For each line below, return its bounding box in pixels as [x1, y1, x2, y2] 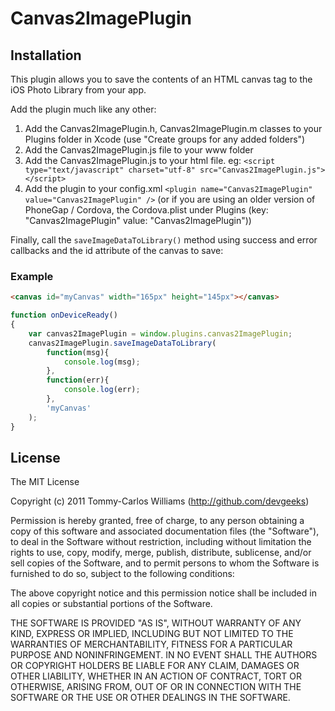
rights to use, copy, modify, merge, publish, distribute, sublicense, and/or [10, 547, 312, 559]
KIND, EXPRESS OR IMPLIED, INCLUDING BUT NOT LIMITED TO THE [10, 628, 294, 640]
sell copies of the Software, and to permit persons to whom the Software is [10, 557, 320, 569]
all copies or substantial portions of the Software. [10, 598, 213, 610]
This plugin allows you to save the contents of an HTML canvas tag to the [10, 73, 313, 85]
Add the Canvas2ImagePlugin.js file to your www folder [24, 144, 254, 156]
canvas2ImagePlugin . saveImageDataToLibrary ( [28, 338, 217, 348]
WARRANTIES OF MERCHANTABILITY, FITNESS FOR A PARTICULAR [10, 638, 293, 651]
